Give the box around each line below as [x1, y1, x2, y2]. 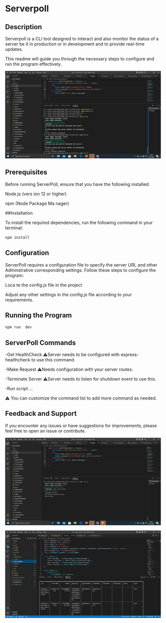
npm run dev [5, 325, 32, 330]
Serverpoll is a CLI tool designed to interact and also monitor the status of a [5, 36, 159, 42]
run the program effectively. [5, 61, 62, 67]
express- [121, 352, 139, 357]
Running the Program [5, 311, 72, 319]
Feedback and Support [5, 409, 77, 418]
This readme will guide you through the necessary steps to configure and [5, 56, 155, 62]
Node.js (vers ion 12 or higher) [5, 191, 67, 197]
